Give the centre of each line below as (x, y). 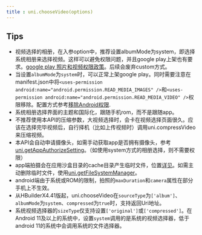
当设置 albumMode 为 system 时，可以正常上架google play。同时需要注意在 (103, 74)
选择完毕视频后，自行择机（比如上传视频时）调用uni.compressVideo (111, 127)
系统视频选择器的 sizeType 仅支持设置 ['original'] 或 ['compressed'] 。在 (103, 211)
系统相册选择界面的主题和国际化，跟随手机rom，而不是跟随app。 (96, 112)
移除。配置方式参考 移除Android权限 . (65, 105)
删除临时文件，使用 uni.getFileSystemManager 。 (80, 173)
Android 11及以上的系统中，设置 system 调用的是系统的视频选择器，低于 (102, 218)
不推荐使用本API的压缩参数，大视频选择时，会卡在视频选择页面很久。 (102, 120)
